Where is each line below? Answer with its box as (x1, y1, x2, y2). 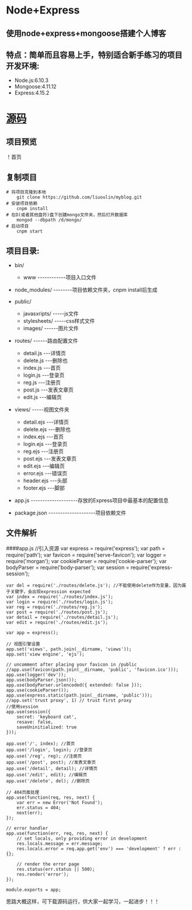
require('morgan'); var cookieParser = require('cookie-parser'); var (6, 557, 167, 564)
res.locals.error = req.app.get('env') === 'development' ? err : (16, 846, 181, 851)
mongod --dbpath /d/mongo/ (16, 217, 82, 223)
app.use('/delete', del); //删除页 (6, 778, 90, 784)
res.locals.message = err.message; (16, 840, 103, 847)
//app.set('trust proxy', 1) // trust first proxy (6, 697, 132, 703)
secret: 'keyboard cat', (16, 714, 77, 720)
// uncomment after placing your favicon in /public (6, 662, 137, 667)
